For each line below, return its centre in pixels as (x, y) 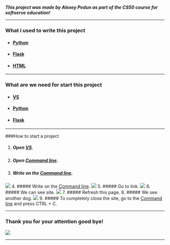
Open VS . (23, 148)
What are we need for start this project (54, 85)
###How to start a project (32, 136)
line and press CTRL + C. (31, 204)
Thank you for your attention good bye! (54, 222)
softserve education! (28, 13)
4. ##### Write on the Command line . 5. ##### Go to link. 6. (81, 186)
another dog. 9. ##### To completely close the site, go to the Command (84, 199)
